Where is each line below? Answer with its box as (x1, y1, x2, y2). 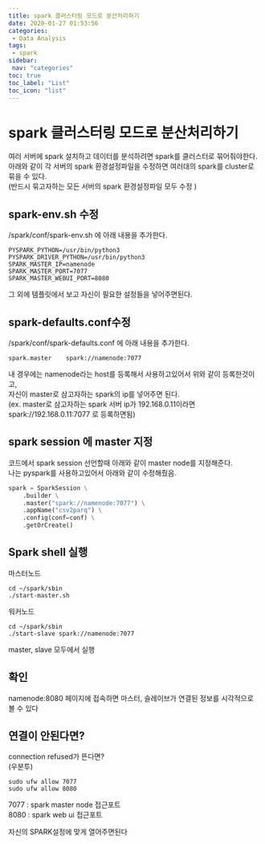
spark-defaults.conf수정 (8, 315, 131, 329)
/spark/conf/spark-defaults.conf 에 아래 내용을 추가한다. (8, 338, 190, 348)
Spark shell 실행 (8, 545, 88, 559)
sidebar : (8, 57, 38, 65)
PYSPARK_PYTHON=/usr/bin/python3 (8, 247, 120, 255)
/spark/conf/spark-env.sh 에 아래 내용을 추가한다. (8, 230, 168, 240)
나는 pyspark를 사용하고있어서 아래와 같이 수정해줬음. (8, 467, 177, 478)
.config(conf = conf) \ (22, 514, 95, 522)
